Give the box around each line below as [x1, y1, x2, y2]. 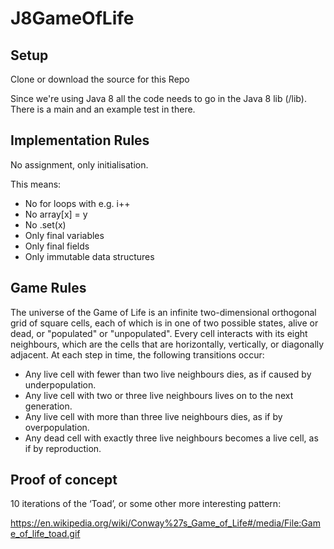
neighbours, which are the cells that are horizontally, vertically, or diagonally [10, 338, 325, 350]
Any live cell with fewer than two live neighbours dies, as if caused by [24, 368, 312, 380]
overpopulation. [24, 421, 90, 433]
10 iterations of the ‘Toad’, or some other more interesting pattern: [10, 498, 282, 510]
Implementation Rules [10, 132, 150, 149]
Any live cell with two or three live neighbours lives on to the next [24, 389, 294, 401]
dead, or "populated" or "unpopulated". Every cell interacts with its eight [10, 327, 308, 339]
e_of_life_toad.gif [10, 528, 81, 540]
